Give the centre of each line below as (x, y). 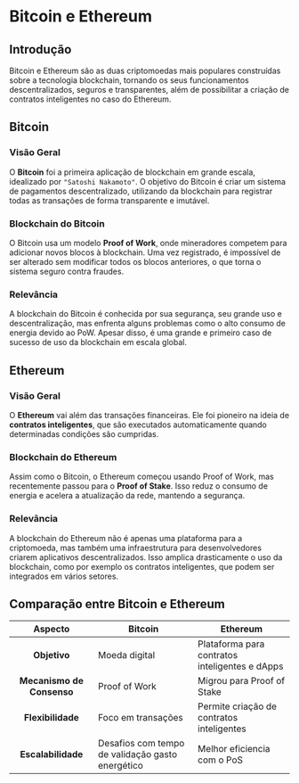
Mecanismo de (52, 681)
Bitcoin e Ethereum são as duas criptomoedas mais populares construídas (145, 70)
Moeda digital (126, 655)
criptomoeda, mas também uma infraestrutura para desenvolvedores (136, 548)
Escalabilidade (52, 754)
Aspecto (52, 629)
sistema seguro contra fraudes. (67, 271)
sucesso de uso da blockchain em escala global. (98, 342)
